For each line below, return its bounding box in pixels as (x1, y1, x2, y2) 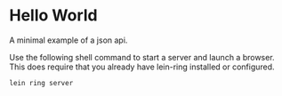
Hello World (9, 5, 98, 26)
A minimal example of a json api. (9, 35, 128, 45)
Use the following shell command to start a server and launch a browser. (9, 52, 275, 62)
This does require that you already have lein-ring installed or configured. (9, 61, 275, 72)
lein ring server (9, 78, 74, 87)
